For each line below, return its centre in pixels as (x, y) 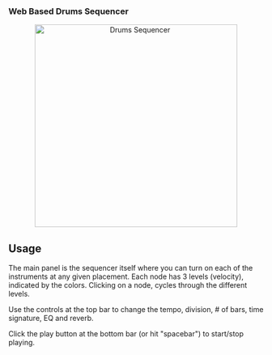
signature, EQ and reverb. (51, 319)
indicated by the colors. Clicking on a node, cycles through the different (128, 285)
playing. (21, 343)
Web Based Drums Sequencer (69, 11)
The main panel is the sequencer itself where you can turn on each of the (131, 268)
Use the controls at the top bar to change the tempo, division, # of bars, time (136, 310)
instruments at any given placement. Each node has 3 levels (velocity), (126, 276)
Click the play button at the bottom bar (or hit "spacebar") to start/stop (126, 334)
